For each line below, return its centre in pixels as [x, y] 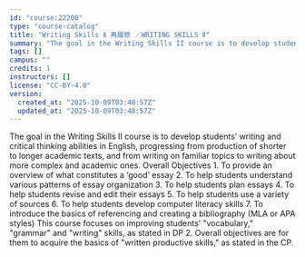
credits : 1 [30, 69]
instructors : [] [40, 77]
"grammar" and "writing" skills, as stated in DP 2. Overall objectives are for [149, 233]
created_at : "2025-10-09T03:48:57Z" [87, 102]
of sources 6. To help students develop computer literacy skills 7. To [136, 204]
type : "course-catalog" [54, 26]
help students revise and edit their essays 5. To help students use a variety [149, 194]
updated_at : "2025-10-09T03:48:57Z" [87, 111]
